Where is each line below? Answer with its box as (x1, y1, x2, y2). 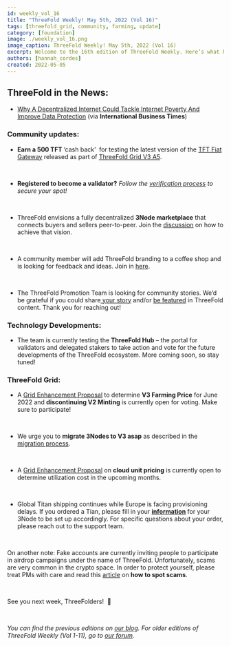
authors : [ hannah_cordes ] (7, 55, 81, 62)
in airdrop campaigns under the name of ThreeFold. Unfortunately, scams (7, 556, 215, 565)
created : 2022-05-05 (7, 61, 67, 68)
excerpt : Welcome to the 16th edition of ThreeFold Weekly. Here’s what (7, 49, 220, 56)
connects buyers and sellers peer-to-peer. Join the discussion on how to (16, 220, 223, 229)
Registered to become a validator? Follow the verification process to (16, 179, 213, 187)
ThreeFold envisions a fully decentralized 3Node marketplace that (16, 213, 206, 221)
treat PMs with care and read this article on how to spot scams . (7, 571, 188, 579)
